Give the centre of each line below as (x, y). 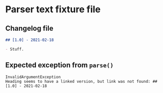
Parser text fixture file (53, 9)
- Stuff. (15, 49)
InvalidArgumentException (33, 77)
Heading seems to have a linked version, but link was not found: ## (81, 81)
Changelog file (29, 28)
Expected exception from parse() (60, 65)
